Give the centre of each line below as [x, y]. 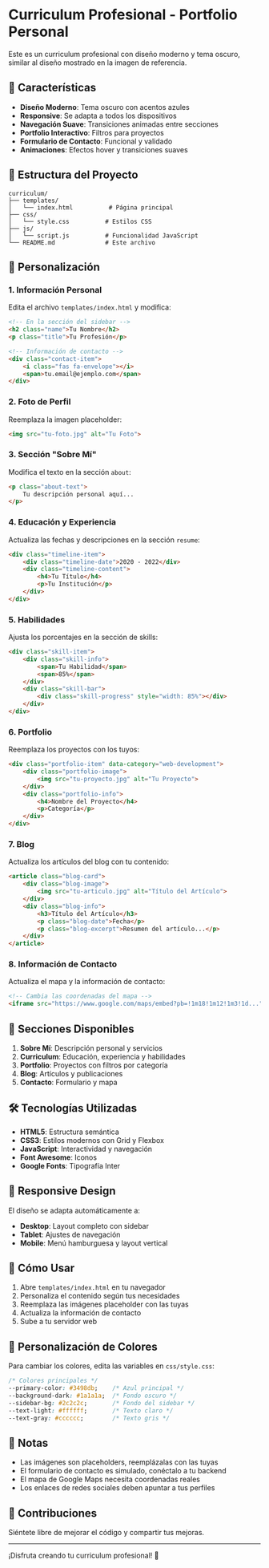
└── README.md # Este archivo [82, 242]
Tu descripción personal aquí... [78, 494]
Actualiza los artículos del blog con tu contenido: [89, 862]
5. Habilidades [37, 619]
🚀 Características [52, 88]
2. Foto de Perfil [40, 402]
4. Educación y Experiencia [62, 522]
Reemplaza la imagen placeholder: [65, 419]
